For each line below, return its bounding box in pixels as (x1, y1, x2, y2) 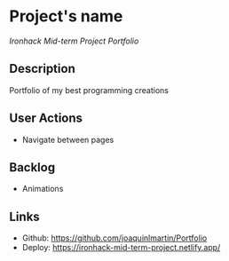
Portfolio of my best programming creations (9, 84, 169, 95)
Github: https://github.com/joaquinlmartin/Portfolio (21, 233, 208, 243)
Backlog (9, 160, 56, 175)
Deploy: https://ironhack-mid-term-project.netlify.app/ (21, 242, 221, 253)
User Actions (9, 111, 83, 126)
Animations (21, 184, 64, 194)
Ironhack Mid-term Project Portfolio (9, 36, 139, 46)
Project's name (9, 6, 123, 27)
